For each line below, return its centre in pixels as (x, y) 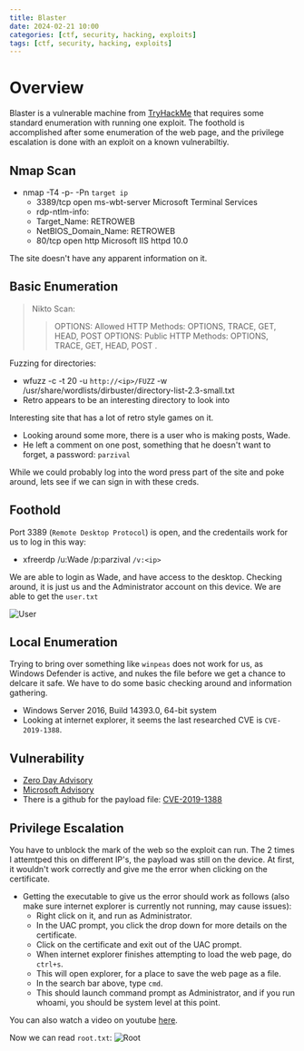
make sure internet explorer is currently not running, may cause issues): (157, 906)
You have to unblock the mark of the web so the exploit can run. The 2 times (152, 850)
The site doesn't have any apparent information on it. (108, 258)
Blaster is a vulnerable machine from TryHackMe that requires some (137, 113)
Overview (47, 88)
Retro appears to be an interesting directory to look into (126, 399)
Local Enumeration (64, 642)
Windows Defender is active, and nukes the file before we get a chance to (147, 673)
